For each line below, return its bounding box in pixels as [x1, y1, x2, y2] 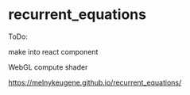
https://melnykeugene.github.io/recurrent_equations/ [8, 78, 182, 87]
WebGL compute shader [8, 62, 88, 72]
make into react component [8, 47, 99, 56]
